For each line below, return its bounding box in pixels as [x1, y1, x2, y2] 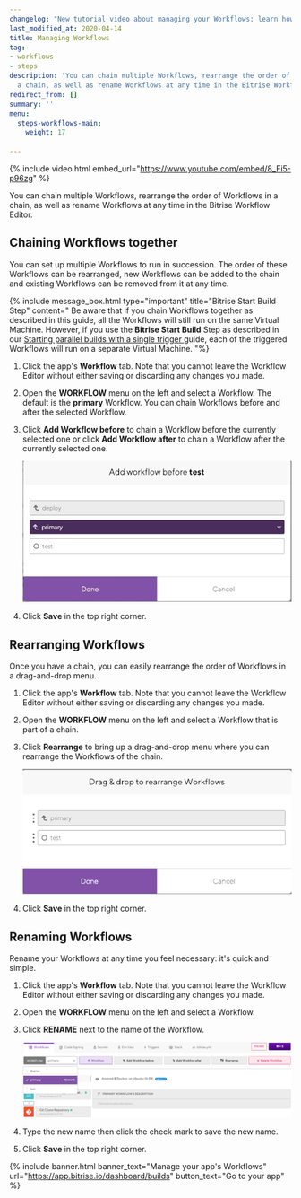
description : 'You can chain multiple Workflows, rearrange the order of [9, 72, 291, 81]
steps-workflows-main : [17, 118, 102, 127]
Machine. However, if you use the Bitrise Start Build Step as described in [9, 324, 279, 335]
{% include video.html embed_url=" [9, 163, 141, 174]
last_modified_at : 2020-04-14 [9, 23, 123, 33]
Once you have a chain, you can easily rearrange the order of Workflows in [9, 660, 287, 672]
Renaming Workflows [9, 929, 133, 944]
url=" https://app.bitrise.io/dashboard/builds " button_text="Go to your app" [9, 1170, 285, 1181]
